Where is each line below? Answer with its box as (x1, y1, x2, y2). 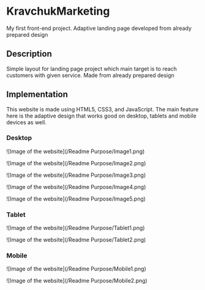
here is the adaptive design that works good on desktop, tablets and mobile (6, 112, 197, 119)
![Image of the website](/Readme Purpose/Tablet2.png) (6, 236, 146, 244)
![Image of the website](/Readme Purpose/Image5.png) (6, 195, 146, 203)
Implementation (6, 89, 69, 100)
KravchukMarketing (6, 4, 110, 18)
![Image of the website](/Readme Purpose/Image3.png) (6, 171, 146, 179)
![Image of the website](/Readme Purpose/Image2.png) (6, 159, 146, 166)
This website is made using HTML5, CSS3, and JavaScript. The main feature (6, 105, 199, 113)
